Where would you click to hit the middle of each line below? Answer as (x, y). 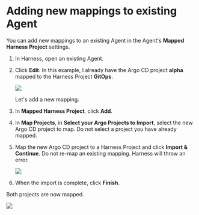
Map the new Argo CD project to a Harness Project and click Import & (101, 147)
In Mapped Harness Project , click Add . (64, 111)
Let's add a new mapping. (47, 99)
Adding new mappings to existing (92, 11)
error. (22, 160)
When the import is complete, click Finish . (67, 183)
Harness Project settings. (38, 47)
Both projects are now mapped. (45, 194)
